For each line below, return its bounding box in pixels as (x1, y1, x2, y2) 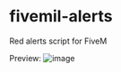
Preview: (9, 52, 42, 63)
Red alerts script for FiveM (9, 36, 108, 46)
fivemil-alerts (9, 6, 113, 27)
